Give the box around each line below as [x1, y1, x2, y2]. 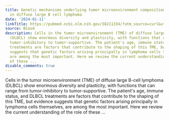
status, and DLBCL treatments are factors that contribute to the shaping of [5, 93, 159, 99]
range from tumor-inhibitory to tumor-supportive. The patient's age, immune [5, 88, 163, 94]
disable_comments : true [5, 63, 55, 68]
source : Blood [5, 26, 35, 31]
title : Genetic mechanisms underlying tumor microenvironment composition [5, 7, 165, 13]
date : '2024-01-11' [5, 17, 46, 22]
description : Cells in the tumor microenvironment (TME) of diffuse [5, 31, 152, 36]
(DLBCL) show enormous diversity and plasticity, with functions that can [5, 82, 155, 88]
